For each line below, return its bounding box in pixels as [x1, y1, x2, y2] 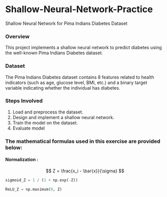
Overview [5, 33, 30, 40]
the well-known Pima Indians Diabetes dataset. [5, 50, 103, 56]
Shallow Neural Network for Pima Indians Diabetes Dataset [5, 20, 128, 26]
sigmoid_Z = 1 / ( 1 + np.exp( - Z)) [5, 177, 78, 183]
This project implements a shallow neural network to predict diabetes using [5, 45, 162, 51]
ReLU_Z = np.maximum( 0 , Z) [5, 186, 62, 192]
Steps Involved [5, 97, 43, 104]
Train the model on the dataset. [12, 120, 78, 126]
